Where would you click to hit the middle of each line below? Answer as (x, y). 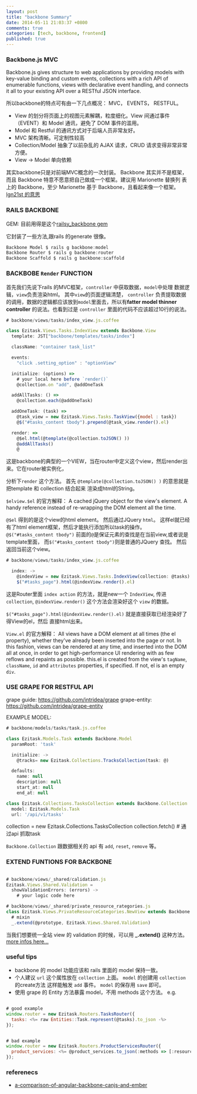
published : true (26, 39)
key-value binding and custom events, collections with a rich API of (87, 79)
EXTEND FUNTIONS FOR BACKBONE (59, 862)
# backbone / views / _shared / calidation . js (56, 879)
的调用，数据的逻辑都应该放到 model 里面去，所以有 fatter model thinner (91, 301)
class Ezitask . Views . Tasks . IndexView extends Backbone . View (81, 331)
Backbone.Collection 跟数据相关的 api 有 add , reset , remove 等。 (83, 846)
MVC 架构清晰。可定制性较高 (50, 138)
